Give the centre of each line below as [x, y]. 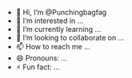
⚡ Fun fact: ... [38, 67]
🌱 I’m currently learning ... [58, 29]
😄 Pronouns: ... [42, 58]
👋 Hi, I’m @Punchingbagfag [61, 12]
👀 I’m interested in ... [50, 21]
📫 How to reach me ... [53, 47]
